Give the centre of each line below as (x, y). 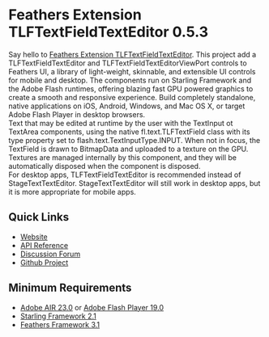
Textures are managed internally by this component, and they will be (123, 157)
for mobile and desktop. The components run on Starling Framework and (130, 80)
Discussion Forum (50, 254)
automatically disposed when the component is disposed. (105, 166)
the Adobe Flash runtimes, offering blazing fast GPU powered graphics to (131, 88)
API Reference (44, 245)
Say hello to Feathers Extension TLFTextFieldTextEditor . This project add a (132, 54)
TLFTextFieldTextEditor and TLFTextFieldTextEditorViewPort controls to (128, 63)
